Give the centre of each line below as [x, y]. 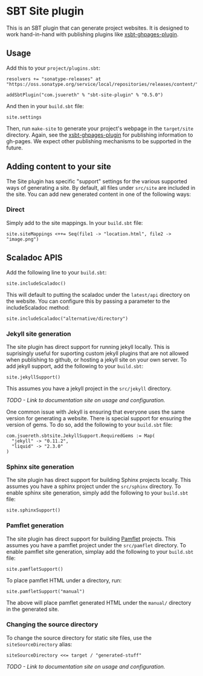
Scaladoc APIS [34, 258]
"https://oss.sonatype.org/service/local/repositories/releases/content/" [102, 84]
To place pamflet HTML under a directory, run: [64, 580]
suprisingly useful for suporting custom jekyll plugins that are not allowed [98, 353]
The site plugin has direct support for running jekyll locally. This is [88, 346]
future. [14, 148]
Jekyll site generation [39, 334]
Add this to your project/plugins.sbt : [53, 68]
